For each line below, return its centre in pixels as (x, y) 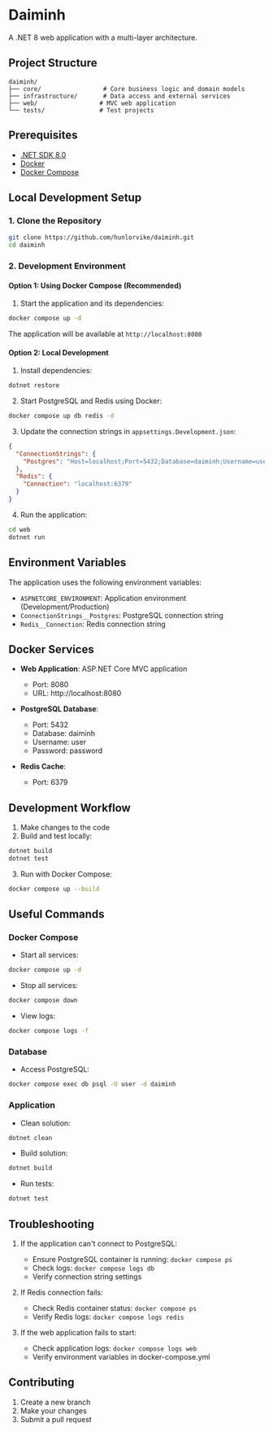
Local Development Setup (75, 197)
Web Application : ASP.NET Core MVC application (104, 669)
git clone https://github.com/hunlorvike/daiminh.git (102, 237)
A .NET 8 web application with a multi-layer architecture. (103, 37)
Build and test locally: (56, 836)
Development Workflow (70, 808)
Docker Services (52, 649)
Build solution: (44, 1153)
